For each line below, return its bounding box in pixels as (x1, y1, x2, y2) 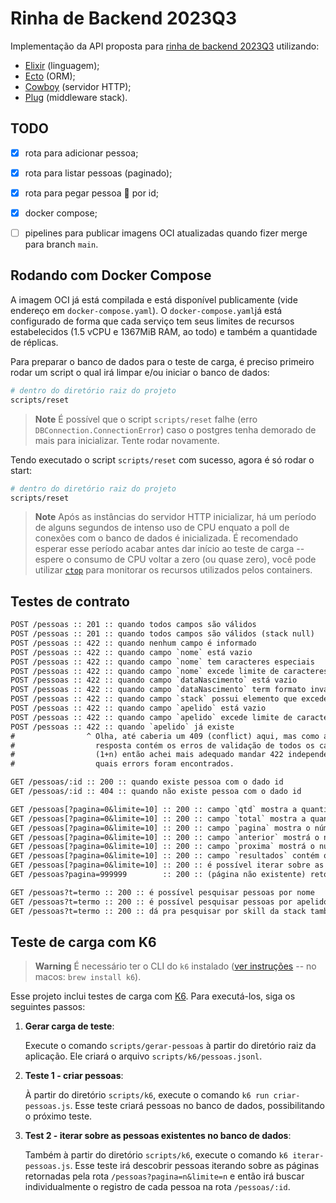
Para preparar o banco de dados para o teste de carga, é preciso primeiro (10, 355, 315, 367)
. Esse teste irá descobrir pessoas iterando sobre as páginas (69, 1160, 320, 1172)
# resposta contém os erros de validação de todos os (10, 740, 315, 751)
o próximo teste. (24, 1110, 93, 1122)
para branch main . (24, 238, 99, 251)
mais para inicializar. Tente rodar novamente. (34, 434, 220, 446)
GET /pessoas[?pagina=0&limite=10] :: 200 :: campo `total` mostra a (10, 813, 307, 824)
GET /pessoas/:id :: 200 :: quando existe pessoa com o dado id (10, 777, 284, 787)
